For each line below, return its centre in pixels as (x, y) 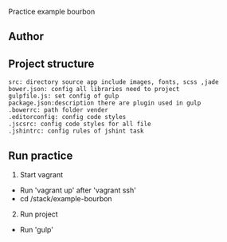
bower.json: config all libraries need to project (94, 89)
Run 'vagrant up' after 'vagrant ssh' (78, 190)
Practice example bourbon (52, 12)
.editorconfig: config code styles (67, 117)
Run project (39, 214)
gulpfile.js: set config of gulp (64, 96)
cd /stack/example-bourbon (66, 199)
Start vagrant (41, 175)
